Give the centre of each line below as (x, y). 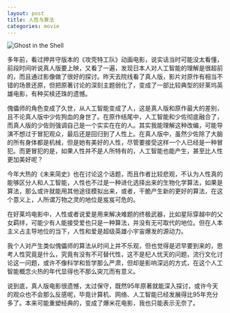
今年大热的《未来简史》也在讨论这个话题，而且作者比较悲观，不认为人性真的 (115, 174)
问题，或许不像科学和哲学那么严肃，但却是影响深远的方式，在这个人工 (124, 263)
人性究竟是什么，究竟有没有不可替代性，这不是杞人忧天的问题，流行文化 (115, 254)
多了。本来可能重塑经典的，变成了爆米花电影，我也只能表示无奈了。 (103, 303)
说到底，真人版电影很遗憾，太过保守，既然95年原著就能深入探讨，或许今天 (113, 286)
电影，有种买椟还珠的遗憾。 (52, 94)
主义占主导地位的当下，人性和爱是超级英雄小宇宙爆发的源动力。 (97, 231)
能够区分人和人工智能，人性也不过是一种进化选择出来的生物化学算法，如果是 (115, 182)
